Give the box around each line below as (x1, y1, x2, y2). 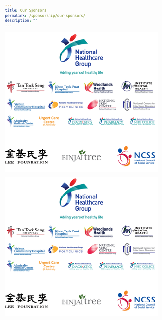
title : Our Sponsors (5, 8, 47, 13)
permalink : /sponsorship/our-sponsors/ (5, 13, 86, 18)
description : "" (5, 18, 38, 23)
